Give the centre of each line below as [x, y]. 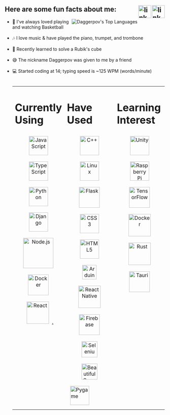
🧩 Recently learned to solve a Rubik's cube [57, 49]
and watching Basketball [38, 27]
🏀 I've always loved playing [40, 21]
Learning [139, 107]
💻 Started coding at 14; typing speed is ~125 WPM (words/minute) [82, 71]
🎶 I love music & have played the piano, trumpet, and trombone [78, 38]
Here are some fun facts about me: [61, 9]
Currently [38, 107]
